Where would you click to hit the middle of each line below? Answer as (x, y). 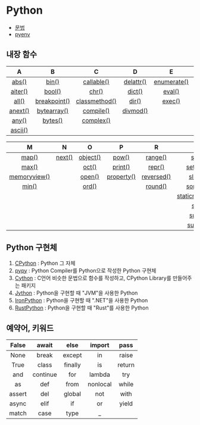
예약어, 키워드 (30, 328)
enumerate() (171, 82)
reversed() (156, 176)
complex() (96, 120)
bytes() (53, 120)
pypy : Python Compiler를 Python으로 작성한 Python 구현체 (85, 270)
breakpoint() (53, 101)
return (126, 365)
